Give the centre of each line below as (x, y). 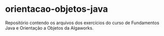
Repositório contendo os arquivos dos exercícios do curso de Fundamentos (82, 23)
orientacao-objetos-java (56, 9)
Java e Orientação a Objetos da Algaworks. (49, 28)
